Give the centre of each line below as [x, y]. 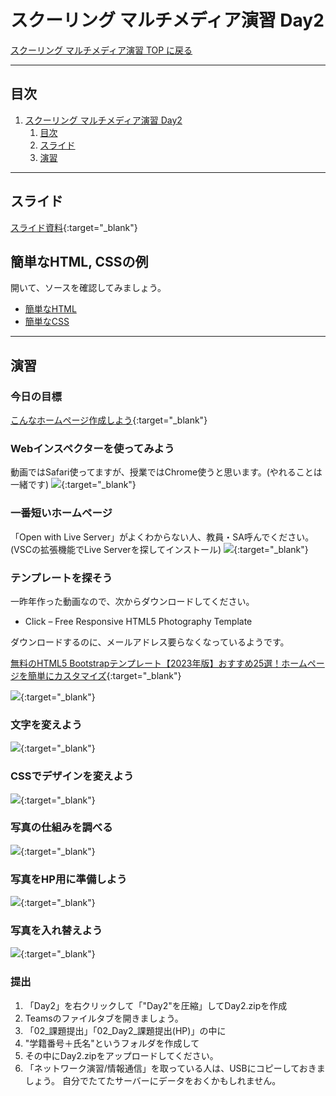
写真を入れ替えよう [56, 931]
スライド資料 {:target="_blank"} [74, 227]
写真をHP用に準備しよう [69, 879]
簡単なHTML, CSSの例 [79, 261]
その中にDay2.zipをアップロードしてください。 [121, 1055]
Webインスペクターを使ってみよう [92, 448]
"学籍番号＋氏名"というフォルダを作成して [112, 1043]
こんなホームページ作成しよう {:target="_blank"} [109, 420]
